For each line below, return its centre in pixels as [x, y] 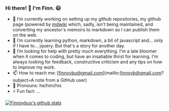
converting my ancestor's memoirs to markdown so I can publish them [86, 30]
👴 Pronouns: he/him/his [37, 86]
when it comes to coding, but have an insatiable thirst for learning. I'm [85, 57]
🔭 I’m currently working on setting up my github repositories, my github [87, 19]
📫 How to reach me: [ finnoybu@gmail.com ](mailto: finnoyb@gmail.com [87, 73]
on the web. [25, 35]
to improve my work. [34, 67]
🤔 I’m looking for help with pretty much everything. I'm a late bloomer [85, 51]
